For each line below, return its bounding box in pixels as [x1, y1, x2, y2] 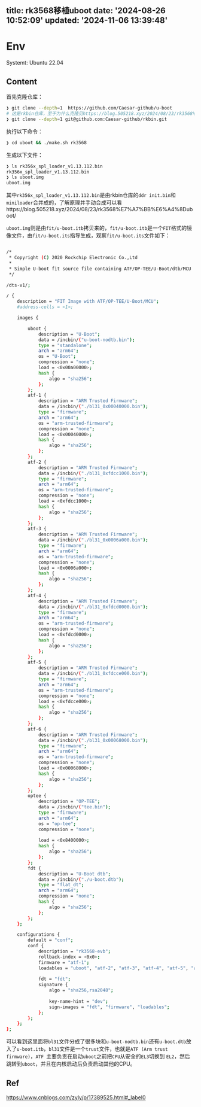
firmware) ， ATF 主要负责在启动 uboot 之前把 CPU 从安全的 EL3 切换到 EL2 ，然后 [6, 1053, 190, 1060]
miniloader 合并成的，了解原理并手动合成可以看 [6, 199, 123, 206]
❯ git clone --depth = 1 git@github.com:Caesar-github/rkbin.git [6, 116, 167, 122]
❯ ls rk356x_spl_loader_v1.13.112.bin [6, 163, 103, 169]
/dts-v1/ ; [6, 282, 31, 288]
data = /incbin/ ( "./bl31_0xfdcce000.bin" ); [38, 671, 148, 677]
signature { [38, 982, 68, 988]
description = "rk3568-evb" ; [38, 948, 111, 954]
